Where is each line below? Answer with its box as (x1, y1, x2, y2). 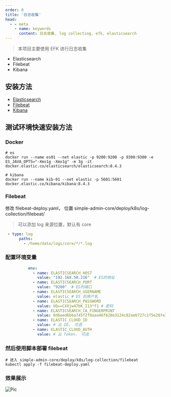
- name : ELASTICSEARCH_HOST (32, 270, 93, 276)
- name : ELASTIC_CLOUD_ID (32, 318, 88, 323)
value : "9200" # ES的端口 (37, 285, 92, 290)
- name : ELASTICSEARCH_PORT (32, 280, 93, 285)
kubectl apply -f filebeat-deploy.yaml (5, 362, 90, 367)
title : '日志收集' (5, 12, 42, 17)
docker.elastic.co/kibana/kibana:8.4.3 (5, 181, 90, 186)
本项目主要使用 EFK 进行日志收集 (17, 46, 87, 51)
